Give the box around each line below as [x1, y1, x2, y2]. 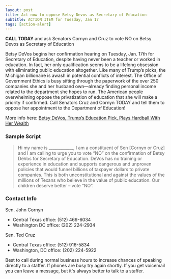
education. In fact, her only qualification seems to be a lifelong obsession [5, 62, 159, 68]
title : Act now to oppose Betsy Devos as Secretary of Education [5, 12, 147, 17]
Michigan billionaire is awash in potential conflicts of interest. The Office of [5, 72, 162, 79]
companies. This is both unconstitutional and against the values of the [17, 172, 165, 178]
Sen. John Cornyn [5, 207, 43, 213]
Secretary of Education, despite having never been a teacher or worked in [5, 57, 160, 63]
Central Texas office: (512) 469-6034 [12, 216, 91, 222]
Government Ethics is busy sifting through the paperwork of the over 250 [5, 78, 159, 84]
